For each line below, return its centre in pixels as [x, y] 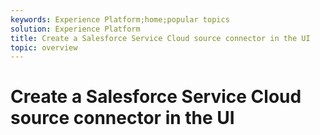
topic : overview [44, 47]
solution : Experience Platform [75, 29]
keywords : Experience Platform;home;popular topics [120, 19]
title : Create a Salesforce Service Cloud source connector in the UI [160, 38]
